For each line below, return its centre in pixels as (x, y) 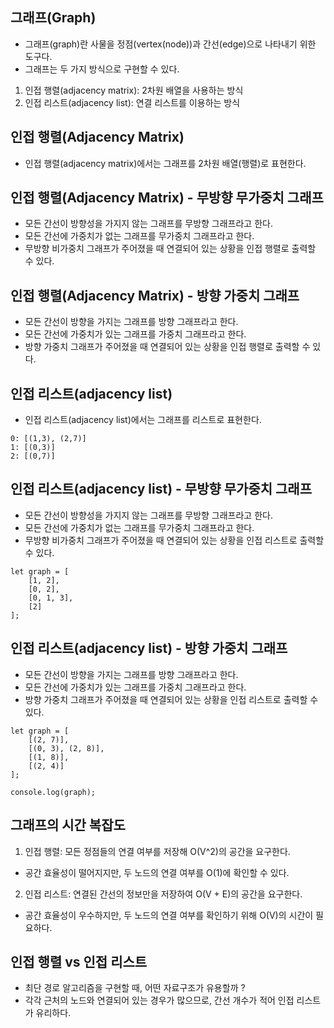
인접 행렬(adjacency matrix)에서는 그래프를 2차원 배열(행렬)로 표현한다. (165, 163)
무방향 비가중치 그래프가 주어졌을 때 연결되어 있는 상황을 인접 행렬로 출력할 (170, 249)
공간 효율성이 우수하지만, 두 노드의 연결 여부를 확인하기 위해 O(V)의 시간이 (169, 915)
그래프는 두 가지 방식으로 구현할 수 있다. (102, 69)
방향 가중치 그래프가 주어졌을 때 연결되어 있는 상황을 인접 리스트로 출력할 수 (171, 699)
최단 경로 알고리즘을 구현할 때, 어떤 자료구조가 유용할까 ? (135, 988)
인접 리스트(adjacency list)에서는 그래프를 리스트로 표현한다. (143, 420)
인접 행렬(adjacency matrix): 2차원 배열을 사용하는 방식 (134, 90)
